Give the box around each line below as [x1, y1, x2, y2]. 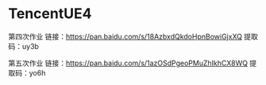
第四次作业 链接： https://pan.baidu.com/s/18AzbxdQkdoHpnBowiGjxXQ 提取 [8, 31, 258, 41]
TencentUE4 [8, 5, 92, 23]
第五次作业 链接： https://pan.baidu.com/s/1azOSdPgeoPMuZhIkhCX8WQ [8, 58, 249, 68]
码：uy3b [8, 41, 40, 51]
